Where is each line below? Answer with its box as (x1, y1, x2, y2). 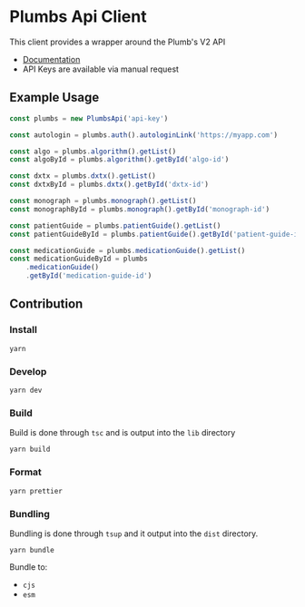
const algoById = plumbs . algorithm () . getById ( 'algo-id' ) (9, 155, 230, 164)
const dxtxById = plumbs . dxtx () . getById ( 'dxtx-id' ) (9, 180, 209, 190)
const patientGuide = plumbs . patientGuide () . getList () (9, 220, 221, 230)
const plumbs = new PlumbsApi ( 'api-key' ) (9, 113, 169, 123)
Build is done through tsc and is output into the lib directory (9, 427, 236, 438)
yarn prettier (9, 486, 64, 495)
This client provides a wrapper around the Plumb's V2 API (9, 36, 226, 47)
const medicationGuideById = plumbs (9, 254, 148, 264)
